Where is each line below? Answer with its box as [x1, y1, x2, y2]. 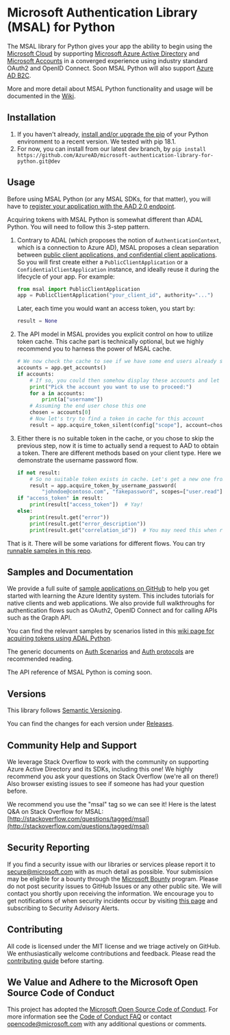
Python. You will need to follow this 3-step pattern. [7, 222, 151, 231]
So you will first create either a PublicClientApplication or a [16, 257, 188, 266]
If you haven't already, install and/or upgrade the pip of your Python [16, 130, 209, 138]
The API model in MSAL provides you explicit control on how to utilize [16, 330, 214, 338]
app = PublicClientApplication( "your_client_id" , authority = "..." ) [16, 292, 214, 299]
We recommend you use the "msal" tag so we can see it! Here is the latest [7, 800, 217, 808]
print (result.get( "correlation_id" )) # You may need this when [29, 526, 217, 533]
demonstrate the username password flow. [16, 456, 138, 464]
